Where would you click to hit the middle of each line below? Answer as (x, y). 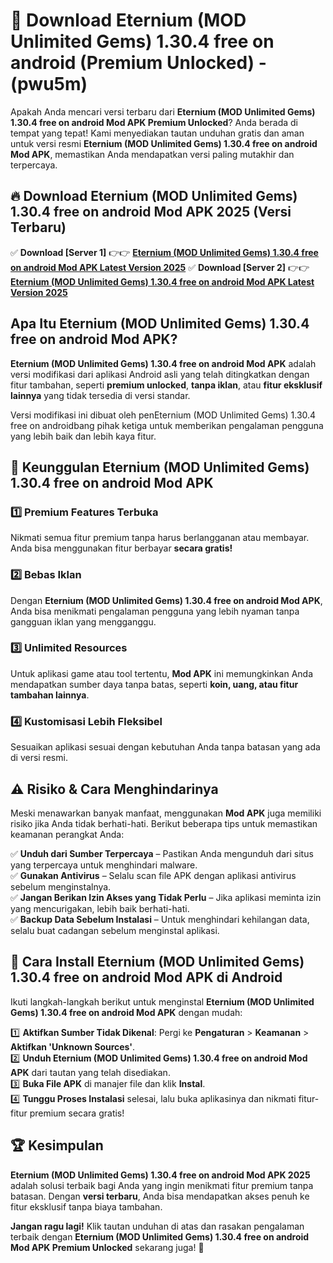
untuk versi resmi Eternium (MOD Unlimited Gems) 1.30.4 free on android (164, 143)
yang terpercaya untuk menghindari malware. (104, 865)
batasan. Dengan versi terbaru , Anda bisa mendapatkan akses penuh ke (160, 1196)
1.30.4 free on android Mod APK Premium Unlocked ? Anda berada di (154, 122)
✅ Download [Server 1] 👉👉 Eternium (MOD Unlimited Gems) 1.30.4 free (164, 252)
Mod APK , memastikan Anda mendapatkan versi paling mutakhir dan (152, 154)
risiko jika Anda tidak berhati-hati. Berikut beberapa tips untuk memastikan (164, 823)
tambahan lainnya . (50, 695)
